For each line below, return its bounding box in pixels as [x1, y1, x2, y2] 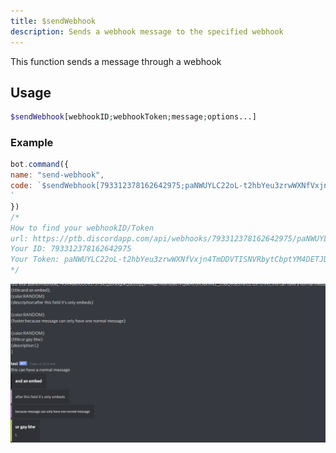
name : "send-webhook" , [10, 170, 105, 180]
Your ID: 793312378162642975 [10, 244, 132, 254]
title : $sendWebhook [10, 16, 97, 26]
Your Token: [10, 255, 60, 265]
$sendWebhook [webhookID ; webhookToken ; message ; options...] [10, 112, 257, 122]
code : [10, 181, 33, 191]
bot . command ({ [10, 160, 70, 170]
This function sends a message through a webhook [10, 55, 222, 67]
